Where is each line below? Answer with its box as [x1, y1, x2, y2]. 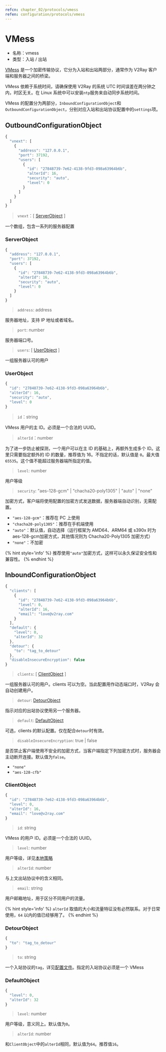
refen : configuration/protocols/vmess [5, 12, 85, 17]
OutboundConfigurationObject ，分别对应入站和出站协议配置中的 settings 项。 [5, 106, 161, 112]
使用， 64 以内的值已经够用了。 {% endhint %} [5, 912, 99, 918]
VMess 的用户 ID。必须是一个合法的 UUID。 [5, 835, 94, 841]
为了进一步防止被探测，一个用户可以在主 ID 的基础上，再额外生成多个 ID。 [5, 445, 156, 451]
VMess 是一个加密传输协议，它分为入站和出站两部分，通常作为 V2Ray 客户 [5, 67, 157, 73]
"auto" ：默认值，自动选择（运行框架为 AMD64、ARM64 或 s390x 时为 [12, 527, 157, 533]
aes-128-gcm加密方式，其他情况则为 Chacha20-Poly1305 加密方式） [12, 533, 153, 539]
